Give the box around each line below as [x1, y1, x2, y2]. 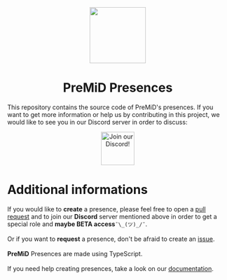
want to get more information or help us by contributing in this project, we [7, 110, 220, 118]
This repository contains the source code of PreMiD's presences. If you [7, 103, 214, 111]
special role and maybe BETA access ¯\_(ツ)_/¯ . [7, 220, 148, 228]
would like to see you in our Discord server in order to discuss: [7, 118, 188, 126]
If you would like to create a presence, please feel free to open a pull [7, 204, 206, 213]
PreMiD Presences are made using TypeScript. [7, 249, 143, 258]
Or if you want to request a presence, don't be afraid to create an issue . [7, 234, 215, 243]
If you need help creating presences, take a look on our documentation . [7, 264, 214, 272]
